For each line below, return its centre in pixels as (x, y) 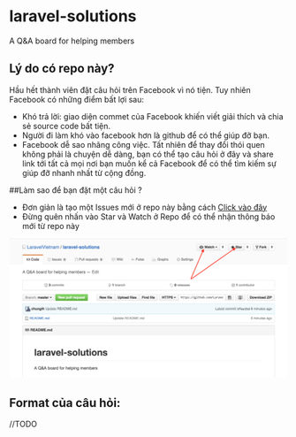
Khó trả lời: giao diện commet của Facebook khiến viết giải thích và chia (153, 116)
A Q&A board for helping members (72, 41)
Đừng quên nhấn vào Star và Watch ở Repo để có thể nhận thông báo (148, 216)
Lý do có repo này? (62, 69)
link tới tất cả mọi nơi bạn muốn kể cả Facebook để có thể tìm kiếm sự (149, 163)
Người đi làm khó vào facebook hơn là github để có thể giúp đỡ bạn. (146, 135)
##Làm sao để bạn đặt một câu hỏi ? (76, 190)
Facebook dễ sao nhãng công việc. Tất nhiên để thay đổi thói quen (143, 144)
